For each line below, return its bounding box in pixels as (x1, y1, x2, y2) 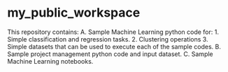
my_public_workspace (7, 5, 141, 21)
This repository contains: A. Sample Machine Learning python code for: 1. (7, 28, 219, 36)
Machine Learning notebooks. (7, 57, 94, 65)
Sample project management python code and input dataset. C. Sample (7, 50, 213, 58)
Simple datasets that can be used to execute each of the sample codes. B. (7, 42, 222, 51)
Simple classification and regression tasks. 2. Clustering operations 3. (7, 35, 208, 43)
